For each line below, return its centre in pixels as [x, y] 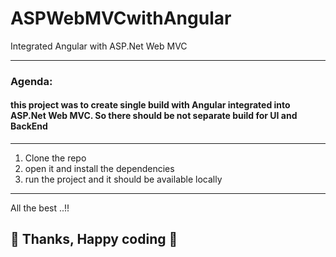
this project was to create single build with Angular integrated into [150, 105]
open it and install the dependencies [99, 169]
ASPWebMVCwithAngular [121, 18]
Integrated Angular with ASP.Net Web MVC [99, 46]
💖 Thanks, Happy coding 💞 [94, 239]
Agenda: [31, 81]
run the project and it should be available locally [123, 179]
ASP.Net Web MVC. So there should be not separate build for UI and [154, 116]
